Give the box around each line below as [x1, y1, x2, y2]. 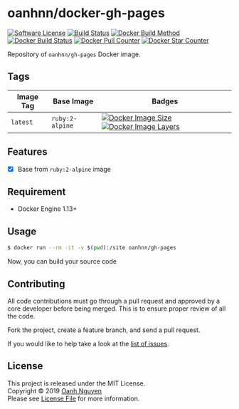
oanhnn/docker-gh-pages [7, 5, 165, 21]
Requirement [7, 186, 66, 198]
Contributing [7, 278, 65, 290]
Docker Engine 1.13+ [17, 204, 78, 213]
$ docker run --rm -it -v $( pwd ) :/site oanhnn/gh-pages [7, 244, 176, 252]
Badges [152, 96, 179, 106]
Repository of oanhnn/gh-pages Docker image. [7, 50, 141, 58]
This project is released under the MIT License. [7, 379, 146, 388]
